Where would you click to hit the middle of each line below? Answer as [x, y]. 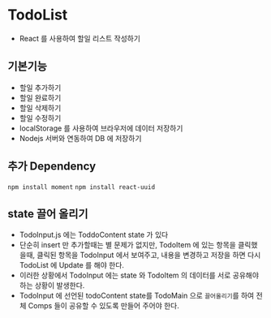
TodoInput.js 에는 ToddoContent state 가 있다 [94, 235]
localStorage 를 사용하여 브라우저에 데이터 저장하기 [101, 128]
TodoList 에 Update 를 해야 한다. [72, 265]
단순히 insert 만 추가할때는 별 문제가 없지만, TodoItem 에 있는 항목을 [127, 245]
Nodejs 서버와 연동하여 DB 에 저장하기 [80, 138]
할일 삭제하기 [40, 108]
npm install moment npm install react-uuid [82, 187]
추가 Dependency [52, 167]
